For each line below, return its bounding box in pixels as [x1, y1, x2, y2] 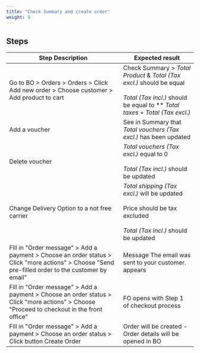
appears [123, 266, 146, 274]
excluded [123, 212, 149, 220]
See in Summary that [123, 118, 182, 127]
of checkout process [123, 301, 181, 310]
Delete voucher [9, 157, 52, 166]
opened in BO [123, 337, 162, 345]
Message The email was [123, 251, 191, 259]
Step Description [38, 54, 88, 62]
